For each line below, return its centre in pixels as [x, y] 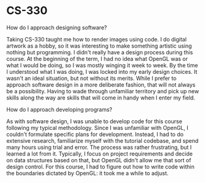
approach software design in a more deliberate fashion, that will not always [101, 84]
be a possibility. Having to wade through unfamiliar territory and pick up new [103, 91]
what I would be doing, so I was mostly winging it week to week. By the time [102, 65]
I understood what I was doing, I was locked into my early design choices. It [102, 71]
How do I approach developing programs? [59, 109]
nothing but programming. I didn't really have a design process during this [100, 52]
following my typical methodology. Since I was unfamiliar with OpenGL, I [97, 127]
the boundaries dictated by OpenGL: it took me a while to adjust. [88, 173]
